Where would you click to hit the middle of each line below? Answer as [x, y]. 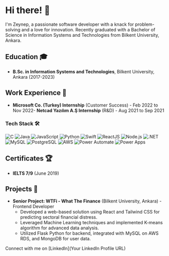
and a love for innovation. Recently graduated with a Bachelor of [88, 29]
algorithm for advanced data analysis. [59, 228]
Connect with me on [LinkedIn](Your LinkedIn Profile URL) [66, 248]
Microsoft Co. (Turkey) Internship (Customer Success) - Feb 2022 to [85, 105]
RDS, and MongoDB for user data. [55, 239]
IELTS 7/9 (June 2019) [36, 173]
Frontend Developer [33, 207]
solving [13, 29]
